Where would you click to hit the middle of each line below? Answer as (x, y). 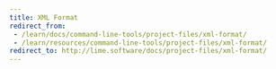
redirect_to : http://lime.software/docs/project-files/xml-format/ (138, 51)
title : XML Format (44, 17)
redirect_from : (38, 26)
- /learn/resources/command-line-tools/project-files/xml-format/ (140, 43)
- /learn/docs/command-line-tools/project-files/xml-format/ (130, 34)
